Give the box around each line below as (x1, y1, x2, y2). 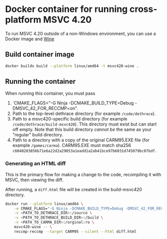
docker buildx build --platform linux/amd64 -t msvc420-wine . (5, 63, 139, 68)
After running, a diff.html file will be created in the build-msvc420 (5, 186, 143, 192)
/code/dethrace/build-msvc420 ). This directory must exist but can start (12, 121, 157, 127)
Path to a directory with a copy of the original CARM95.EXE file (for (12, 137, 150, 143)
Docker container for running (5, 3, 128, 15)
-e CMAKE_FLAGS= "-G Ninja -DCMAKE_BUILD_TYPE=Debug (14, 206, 123, 211)
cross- (129, 3, 158, 15)
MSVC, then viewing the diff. (5, 177, 64, 183)
